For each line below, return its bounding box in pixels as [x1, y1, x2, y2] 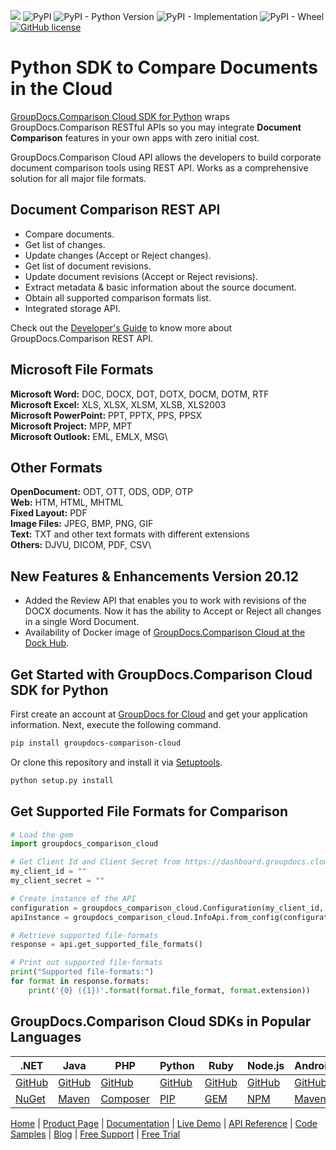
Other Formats [10, 459, 103, 476]
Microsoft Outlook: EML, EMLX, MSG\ [10, 430, 168, 442]
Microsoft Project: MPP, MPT [10, 420, 133, 432]
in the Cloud [10, 78, 113, 100]
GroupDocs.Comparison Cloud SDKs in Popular [10, 1013, 312, 1030]
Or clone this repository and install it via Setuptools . [10, 756, 223, 768]
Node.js [247, 1058, 285, 1072]
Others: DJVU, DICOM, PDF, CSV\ [10, 539, 152, 551]
